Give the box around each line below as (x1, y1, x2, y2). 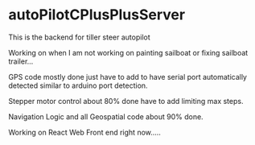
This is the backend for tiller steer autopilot (8, 32, 150, 42)
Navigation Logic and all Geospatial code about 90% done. (8, 111, 204, 122)
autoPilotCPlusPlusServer (8, 6, 186, 24)
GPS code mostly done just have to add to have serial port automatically (8, 72, 248, 81)
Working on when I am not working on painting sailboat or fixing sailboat (8, 48, 249, 57)
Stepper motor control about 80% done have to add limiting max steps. (8, 96, 244, 106)
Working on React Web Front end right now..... (8, 127, 161, 137)
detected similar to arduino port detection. (8, 81, 148, 90)
